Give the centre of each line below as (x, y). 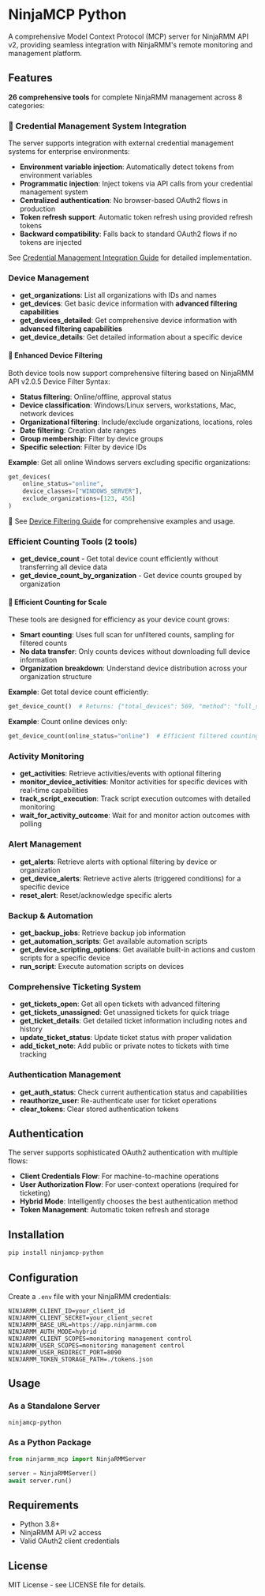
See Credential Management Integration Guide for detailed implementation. (130, 257)
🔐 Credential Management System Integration (97, 126)
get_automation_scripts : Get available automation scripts (113, 941)
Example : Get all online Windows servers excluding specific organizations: (129, 462)
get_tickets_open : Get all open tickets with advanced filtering (120, 1004)
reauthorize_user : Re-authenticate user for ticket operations (118, 1100)
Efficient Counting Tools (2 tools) (73, 541)
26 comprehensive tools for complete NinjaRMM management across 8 (125, 97)
